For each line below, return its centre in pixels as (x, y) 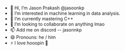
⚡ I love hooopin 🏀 (29, 43)
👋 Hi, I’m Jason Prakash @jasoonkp (47, 8)
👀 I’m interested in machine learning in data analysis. (65, 13)
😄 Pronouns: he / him (33, 37)
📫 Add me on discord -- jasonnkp (46, 30)
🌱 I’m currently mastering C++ (42, 19)
